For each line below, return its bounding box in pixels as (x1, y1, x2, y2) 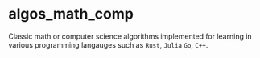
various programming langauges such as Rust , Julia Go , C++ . (8, 39, 208, 49)
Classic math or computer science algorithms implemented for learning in (8, 31, 252, 41)
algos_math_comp (8, 5, 134, 23)
